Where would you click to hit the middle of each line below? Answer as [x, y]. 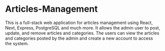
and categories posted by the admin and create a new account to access [79, 38]
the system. [17, 43]
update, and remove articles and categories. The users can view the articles [82, 33]
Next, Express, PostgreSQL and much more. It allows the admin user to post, [83, 27]
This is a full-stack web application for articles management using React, [79, 23]
